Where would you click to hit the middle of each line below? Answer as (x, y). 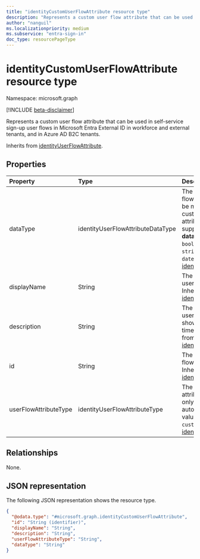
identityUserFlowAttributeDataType (127, 229)
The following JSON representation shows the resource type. (81, 500)
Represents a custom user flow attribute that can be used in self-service (95, 121)
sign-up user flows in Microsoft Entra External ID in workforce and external (98, 128)
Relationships (32, 453)
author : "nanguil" (29, 23)
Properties (26, 165)
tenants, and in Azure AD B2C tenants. (53, 134)
